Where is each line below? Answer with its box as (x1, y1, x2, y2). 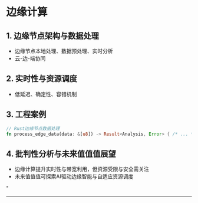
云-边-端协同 (14, 55, 46, 62)
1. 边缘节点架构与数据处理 (6, 31, 99, 41)
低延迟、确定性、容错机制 (14, 90, 77, 97)
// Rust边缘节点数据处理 (6, 125, 60, 132)
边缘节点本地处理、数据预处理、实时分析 (14, 48, 113, 54)
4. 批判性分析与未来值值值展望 (6, 149, 116, 159)
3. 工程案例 (6, 110, 47, 120)
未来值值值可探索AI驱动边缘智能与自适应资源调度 (14, 173, 134, 180)
